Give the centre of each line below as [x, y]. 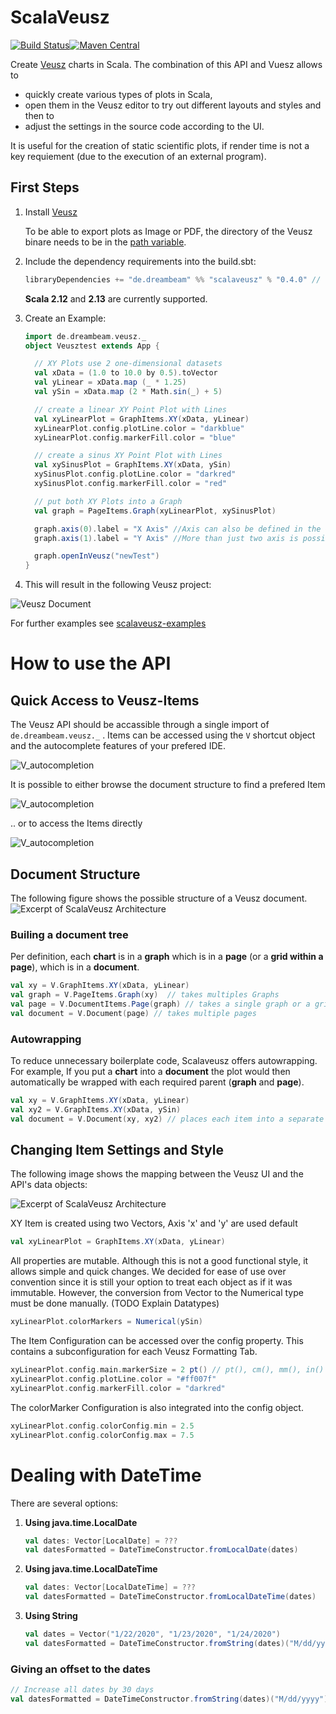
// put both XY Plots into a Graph [108, 501]
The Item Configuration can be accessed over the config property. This [157, 1341]
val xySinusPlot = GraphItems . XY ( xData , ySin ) [133, 465]
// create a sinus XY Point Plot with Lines [128, 456]
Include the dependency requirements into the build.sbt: [140, 261]
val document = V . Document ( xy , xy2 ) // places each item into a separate [167, 1119]
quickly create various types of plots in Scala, [118, 94]
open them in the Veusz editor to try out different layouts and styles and [173, 105]
